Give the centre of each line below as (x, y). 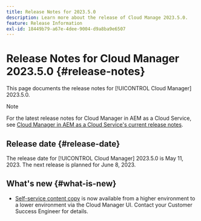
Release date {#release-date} (63, 144)
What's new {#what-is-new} (61, 184)
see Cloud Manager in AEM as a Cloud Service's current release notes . (95, 125)
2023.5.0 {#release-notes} (76, 72)
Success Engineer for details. (52, 211)
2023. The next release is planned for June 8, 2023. (71, 165)
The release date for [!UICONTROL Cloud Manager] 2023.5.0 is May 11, (95, 158)
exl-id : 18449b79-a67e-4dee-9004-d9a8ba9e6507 (66, 29)
